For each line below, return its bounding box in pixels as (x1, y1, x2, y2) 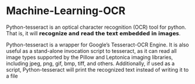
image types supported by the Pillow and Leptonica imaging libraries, (6, 53, 173, 61)
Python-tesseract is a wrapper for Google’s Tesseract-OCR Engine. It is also (6, 41, 189, 48)
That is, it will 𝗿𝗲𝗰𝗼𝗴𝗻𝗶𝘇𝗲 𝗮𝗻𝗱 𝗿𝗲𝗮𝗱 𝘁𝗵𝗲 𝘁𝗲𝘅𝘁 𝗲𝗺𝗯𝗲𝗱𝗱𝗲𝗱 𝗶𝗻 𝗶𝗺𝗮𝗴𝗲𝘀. (6, 29, 181, 36)
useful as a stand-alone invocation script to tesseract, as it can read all (6, 47, 177, 54)
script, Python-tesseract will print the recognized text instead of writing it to (6, 66, 189, 73)
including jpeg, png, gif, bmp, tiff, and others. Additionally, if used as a (6, 60, 175, 67)
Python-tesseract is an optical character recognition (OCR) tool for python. (6, 23, 186, 31)
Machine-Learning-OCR (6, 4, 126, 18)
